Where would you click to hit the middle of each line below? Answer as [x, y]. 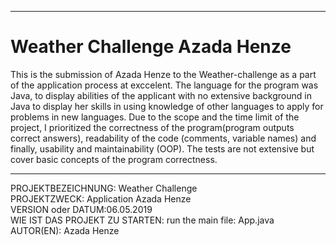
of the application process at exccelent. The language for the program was [164, 85]
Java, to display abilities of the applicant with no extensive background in [161, 95]
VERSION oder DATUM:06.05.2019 [81, 209]
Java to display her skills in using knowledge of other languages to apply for [167, 106]
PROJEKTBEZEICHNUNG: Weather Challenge [104, 188]
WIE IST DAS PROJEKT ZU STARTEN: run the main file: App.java [142, 220]
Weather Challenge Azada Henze [151, 47]
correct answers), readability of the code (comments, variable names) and [163, 138]
